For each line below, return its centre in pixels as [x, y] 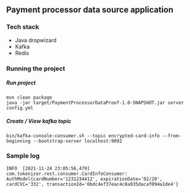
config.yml [20, 108]
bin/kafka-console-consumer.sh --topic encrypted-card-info [83, 136]
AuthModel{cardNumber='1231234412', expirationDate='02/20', [84, 179]
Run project [21, 83]
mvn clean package [29, 97]
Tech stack [23, 27]
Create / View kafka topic [39, 121]
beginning [19, 141]
